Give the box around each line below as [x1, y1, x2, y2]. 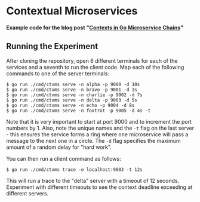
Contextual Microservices [6, 4, 138, 18]
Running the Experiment [6, 41, 99, 51]
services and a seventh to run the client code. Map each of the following [6, 63, 184, 71]
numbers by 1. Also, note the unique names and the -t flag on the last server [6, 124, 195, 131]
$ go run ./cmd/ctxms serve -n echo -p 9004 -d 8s [6, 102, 135, 108]
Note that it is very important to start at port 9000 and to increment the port [6, 118, 192, 125]
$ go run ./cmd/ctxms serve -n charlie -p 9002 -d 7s [6, 91, 143, 98]
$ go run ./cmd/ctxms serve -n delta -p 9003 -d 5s [6, 97, 137, 103]
